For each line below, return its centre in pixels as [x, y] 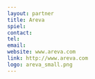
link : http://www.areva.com [48, 58]
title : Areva [26, 20]
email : [17, 45]
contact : [20, 33]
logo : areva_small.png [40, 65]
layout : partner [31, 13]
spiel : [17, 26]
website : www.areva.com [42, 52]
